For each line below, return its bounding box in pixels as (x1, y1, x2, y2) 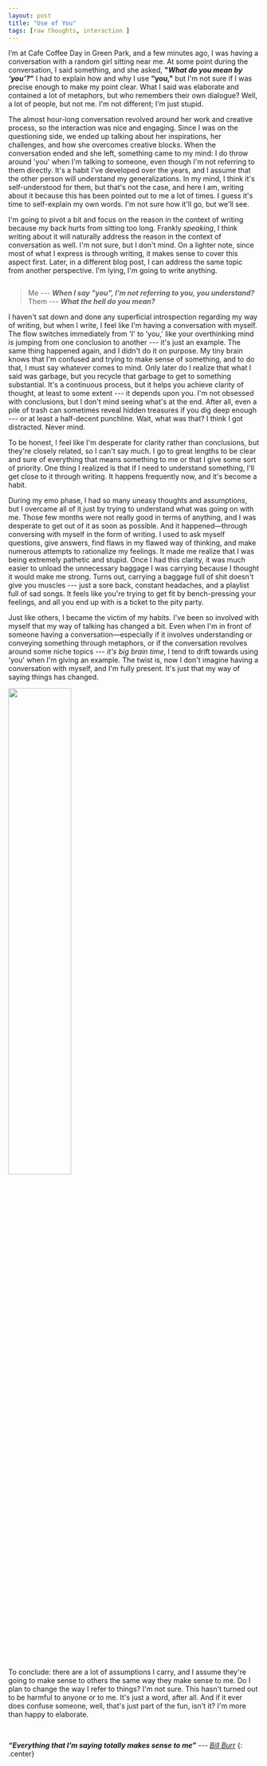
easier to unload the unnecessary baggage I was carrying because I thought (8, 563, 259, 573)
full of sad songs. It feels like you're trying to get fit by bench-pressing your (8, 589, 257, 599)
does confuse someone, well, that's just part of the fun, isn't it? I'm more (8, 1701, 247, 1711)
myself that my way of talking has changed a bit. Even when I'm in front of (8, 622, 252, 631)
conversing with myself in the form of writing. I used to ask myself (8, 530, 226, 539)
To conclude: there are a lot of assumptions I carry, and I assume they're (8, 1667, 247, 1677)
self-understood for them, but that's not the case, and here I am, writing (8, 183, 245, 192)
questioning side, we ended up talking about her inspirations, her (8, 132, 222, 141)
